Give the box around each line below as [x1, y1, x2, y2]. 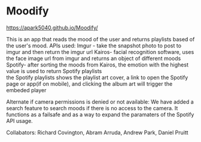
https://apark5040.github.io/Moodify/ [6, 24, 99, 31]
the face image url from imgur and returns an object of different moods [6, 55, 181, 62]
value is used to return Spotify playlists [6, 67, 102, 74]
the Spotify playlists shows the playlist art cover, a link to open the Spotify [6, 74, 188, 81]
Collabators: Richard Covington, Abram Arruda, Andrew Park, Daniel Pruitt [6, 129, 188, 136]
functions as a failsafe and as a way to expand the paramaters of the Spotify [6, 111, 194, 118]
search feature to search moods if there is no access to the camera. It [6, 104, 178, 111]
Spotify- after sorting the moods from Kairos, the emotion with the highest [6, 61, 189, 68]
